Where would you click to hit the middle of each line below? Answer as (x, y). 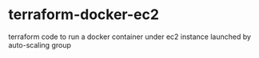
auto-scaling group (40, 44)
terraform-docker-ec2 (84, 15)
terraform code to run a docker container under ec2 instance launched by (130, 37)
